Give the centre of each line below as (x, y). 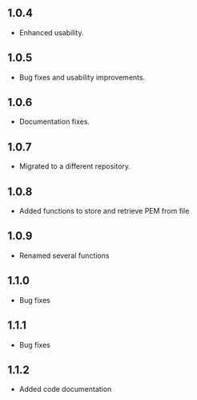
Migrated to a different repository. (75, 166)
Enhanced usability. (51, 32)
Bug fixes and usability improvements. (82, 77)
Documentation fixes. (54, 122)
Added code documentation (65, 390)
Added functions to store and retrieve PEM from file (104, 211)
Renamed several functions (64, 255)
